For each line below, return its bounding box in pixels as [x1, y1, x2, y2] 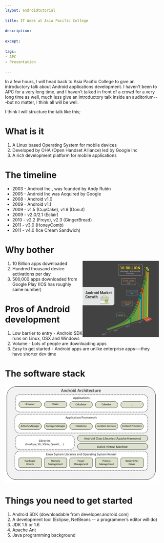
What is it [5, 126, 44, 137]
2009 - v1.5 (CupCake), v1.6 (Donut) [12, 207, 85, 213]
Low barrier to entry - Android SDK [12, 330, 83, 336]
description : [5, 28, 32, 34]
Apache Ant [12, 527, 36, 533]
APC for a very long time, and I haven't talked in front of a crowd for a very [5, 89, 155, 95]
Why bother [5, 244, 55, 256]
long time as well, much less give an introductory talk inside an [5, 94, 131, 100]
